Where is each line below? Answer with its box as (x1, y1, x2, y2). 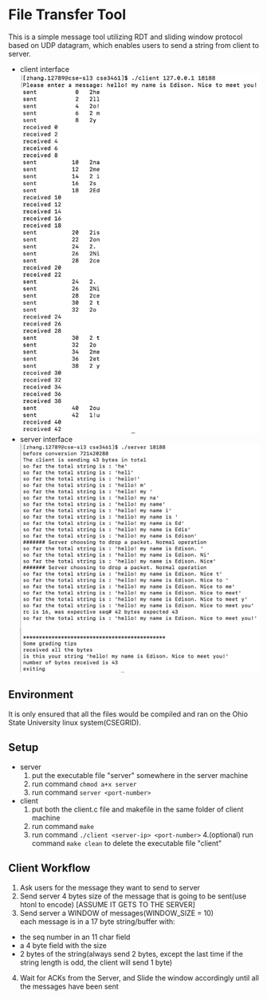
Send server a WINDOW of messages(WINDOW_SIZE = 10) (19, 908, 214, 918)
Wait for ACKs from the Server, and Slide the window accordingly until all (19, 973, 259, 982)
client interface (19, 64, 70, 73)
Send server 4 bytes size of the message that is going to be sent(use (19, 891, 247, 901)
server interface (19, 435, 73, 444)
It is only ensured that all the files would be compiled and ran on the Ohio (8, 709, 249, 719)
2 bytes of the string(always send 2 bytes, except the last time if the (19, 949, 243, 958)
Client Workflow (8, 862, 91, 875)
